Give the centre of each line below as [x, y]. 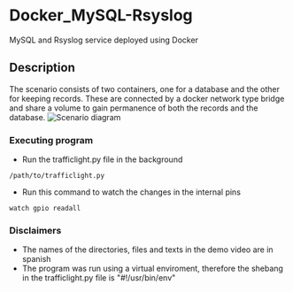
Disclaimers [35, 230]
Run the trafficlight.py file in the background [102, 159]
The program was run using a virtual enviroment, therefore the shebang [152, 269]
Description [42, 68]
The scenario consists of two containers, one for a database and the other [145, 88]
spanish [36, 259]
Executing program [51, 140]
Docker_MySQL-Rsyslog [101, 15]
